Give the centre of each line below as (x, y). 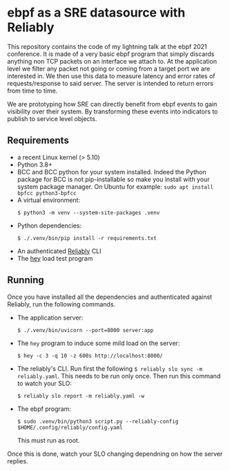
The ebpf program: (44, 409)
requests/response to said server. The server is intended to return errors (111, 83)
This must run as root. (48, 440)
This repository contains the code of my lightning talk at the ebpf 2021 (107, 46)
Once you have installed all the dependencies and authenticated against (110, 297)
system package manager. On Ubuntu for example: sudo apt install (115, 186)
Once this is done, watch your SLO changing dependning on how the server (115, 454)
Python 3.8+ (35, 165)
